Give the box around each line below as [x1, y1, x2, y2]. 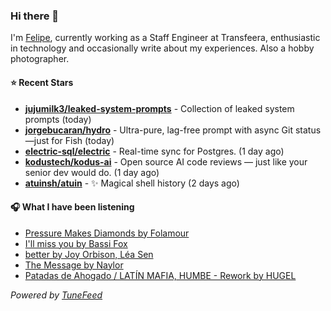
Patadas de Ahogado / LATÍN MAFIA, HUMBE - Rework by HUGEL [24, 269, 297, 281]
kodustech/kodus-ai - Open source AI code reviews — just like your [24, 155, 308, 168]
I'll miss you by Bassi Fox [24, 237, 128, 249]
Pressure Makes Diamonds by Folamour [24, 227, 190, 239]
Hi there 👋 [10, 9, 60, 23]
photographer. [10, 53, 70, 65]
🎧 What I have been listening [10, 201, 135, 213]
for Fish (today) [51, 134, 115, 146]
